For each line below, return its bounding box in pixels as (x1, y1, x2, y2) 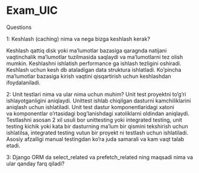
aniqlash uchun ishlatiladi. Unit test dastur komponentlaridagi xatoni (6, 103, 175, 110)
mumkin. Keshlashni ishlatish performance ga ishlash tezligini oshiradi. (6, 60, 182, 67)
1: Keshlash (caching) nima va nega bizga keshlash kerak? (6, 35, 151, 42)
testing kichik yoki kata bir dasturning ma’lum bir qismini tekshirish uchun (6, 122, 188, 130)
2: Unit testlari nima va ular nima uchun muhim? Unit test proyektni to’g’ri (6, 90, 186, 98)
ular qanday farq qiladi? (6, 160, 65, 167)
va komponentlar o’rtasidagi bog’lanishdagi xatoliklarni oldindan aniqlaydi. (6, 110, 190, 117)
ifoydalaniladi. (6, 79, 41, 86)
